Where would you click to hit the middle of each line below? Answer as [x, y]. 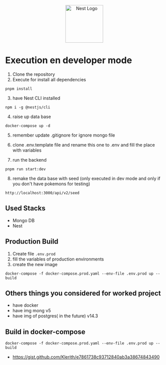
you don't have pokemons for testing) [51, 184]
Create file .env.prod [34, 254]
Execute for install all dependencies [49, 79]
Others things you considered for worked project [83, 293]
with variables [27, 150]
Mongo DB [24, 220]
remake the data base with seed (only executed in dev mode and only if [86, 178]
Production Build [32, 242]
